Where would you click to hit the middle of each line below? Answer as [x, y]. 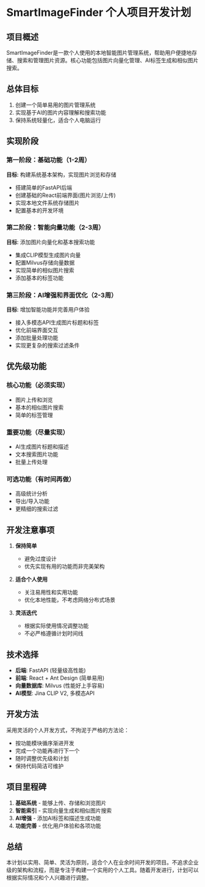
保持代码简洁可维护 [39, 766]
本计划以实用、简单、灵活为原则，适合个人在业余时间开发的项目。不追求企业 [103, 863]
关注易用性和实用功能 [51, 593]
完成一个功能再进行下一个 [47, 750]
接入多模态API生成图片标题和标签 [57, 322]
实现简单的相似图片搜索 [45, 270]
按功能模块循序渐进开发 [45, 743]
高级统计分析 [31, 494]
